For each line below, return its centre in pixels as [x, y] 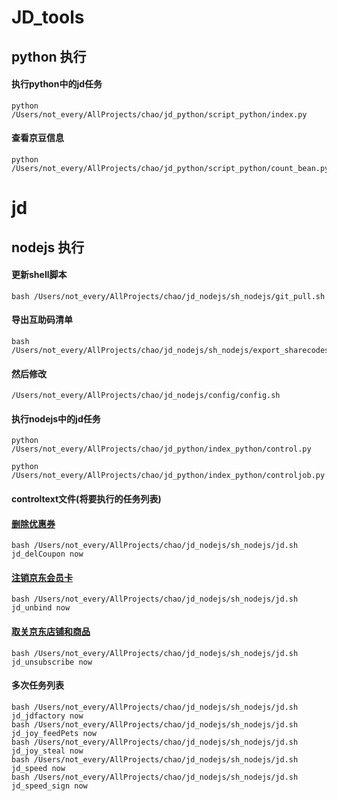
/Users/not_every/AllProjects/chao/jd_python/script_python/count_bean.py [170, 168]
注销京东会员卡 [42, 577]
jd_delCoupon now [47, 554]
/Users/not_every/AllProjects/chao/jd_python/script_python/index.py [159, 114]
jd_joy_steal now [47, 751]
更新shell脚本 [39, 275]
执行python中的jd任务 [57, 84]
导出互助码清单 [42, 320]
